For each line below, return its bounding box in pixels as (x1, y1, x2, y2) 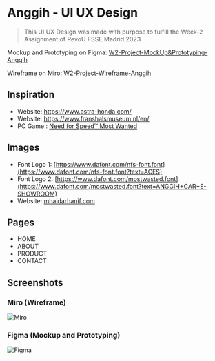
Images (7, 142, 40, 154)
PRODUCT (17, 249, 48, 258)
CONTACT (17, 257, 47, 265)
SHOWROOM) (17, 189, 57, 198)
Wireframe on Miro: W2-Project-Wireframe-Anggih (7, 69, 152, 77)
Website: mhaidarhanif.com (17, 196, 95, 205)
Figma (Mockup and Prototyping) (7, 330, 121, 340)
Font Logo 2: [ (17, 174, 57, 183)
